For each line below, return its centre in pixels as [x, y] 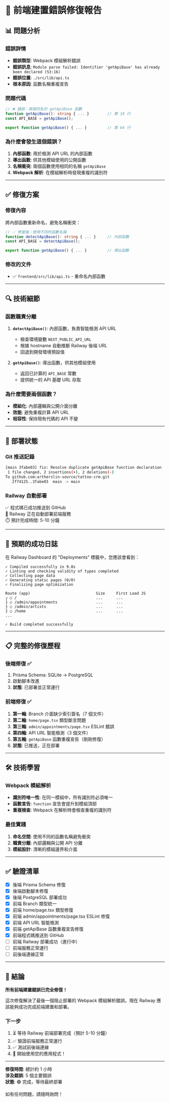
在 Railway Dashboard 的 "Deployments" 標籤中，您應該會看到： [73, 557]
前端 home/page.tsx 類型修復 [43, 910]
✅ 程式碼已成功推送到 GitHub [36, 507]
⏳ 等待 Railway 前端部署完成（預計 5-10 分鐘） [61, 1033]
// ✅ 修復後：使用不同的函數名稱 [36, 232]
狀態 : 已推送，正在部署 [36, 745]
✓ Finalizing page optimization [39, 584]
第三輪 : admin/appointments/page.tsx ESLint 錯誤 [63, 726]
